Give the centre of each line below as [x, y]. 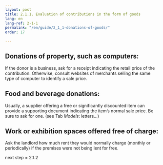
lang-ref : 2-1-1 [21, 23]
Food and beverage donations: [52, 94]
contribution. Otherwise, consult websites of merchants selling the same [78, 73]
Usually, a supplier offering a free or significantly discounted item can [75, 105]
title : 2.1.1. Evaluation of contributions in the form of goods [73, 14]
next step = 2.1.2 [21, 158]
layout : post [18, 10]
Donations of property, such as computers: [72, 56]
